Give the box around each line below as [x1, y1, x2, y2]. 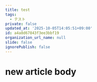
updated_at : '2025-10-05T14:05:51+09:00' [5, 26, 93, 31]
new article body [5, 66, 76, 77]
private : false [5, 21, 37, 26]
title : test [5, 7, 30, 12]
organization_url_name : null [5, 35, 66, 40]
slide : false [5, 40, 32, 45]
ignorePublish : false [5, 44, 50, 49]
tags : [5, 12, 16, 17]
